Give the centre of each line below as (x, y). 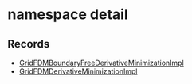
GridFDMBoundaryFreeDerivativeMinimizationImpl (101, 63)
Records (29, 44)
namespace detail (68, 15)
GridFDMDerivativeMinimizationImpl (78, 71)
